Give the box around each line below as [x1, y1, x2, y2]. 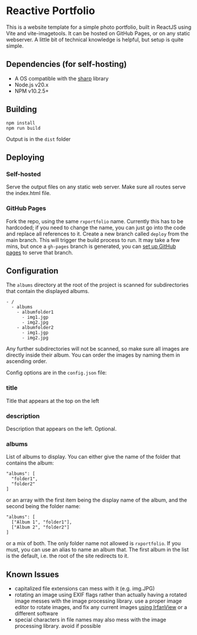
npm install [6, 120, 35, 126]
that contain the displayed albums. [6, 288, 89, 295]
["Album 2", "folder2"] [11, 525, 69, 530]
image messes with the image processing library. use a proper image [14, 597, 182, 604]
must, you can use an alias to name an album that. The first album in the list [6, 546, 189, 553]
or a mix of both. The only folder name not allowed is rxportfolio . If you [6, 540, 181, 547]
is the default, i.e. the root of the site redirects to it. [6, 552, 129, 559]
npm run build [6, 125, 41, 131]
